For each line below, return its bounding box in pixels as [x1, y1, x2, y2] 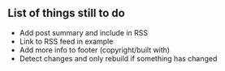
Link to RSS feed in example [19, 36, 114, 46]
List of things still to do [7, 6, 125, 20]
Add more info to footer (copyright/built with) [19, 44, 171, 55]
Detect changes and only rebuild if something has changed [19, 53, 218, 63]
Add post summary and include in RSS [19, 27, 148, 37]
